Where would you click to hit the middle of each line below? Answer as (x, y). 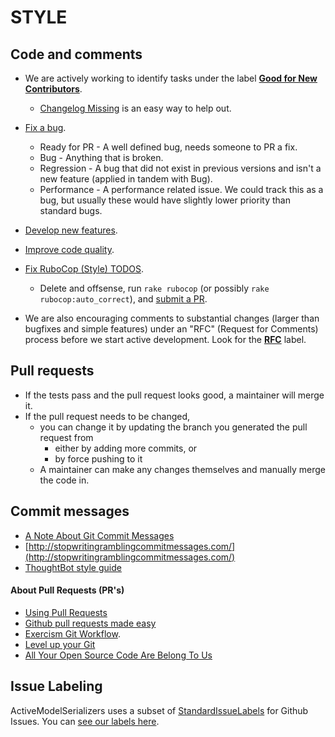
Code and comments (76, 54)
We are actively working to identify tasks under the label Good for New (171, 78)
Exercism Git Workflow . (72, 633)
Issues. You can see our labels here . (85, 721)
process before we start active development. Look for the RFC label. (165, 339)
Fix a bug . (45, 127)
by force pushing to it (98, 458)
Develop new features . (71, 230)
